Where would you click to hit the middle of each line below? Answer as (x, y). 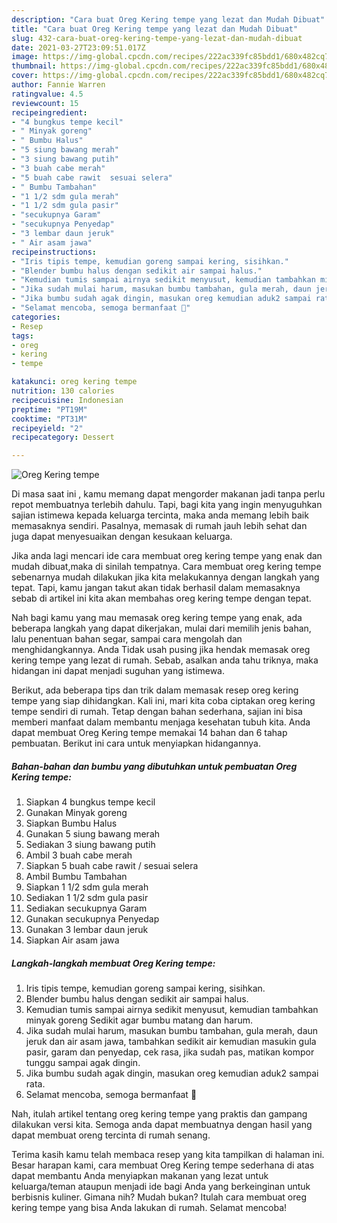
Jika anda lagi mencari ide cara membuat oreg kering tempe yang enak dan (167, 556)
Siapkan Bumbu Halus (71, 823)
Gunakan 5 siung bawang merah (93, 834)
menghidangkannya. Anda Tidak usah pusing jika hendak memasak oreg (161, 650)
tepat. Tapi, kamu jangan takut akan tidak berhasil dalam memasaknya (156, 588)
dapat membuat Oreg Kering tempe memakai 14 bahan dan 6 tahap (149, 733)
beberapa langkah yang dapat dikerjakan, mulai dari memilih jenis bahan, (161, 628)
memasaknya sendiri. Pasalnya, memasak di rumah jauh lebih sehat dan (159, 526)
